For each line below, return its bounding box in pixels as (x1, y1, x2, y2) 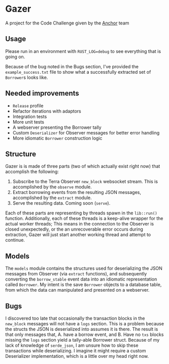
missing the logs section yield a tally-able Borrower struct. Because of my (5, 337, 160, 343)
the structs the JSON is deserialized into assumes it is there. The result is (5, 326, 158, 332)
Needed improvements (5, 89, 80, 98)
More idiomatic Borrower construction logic (12, 135, 103, 141)
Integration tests (12, 113, 47, 120)
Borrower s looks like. (5, 74, 48, 80)
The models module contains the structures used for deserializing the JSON (5, 265, 162, 271)
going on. (5, 53, 25, 60)
